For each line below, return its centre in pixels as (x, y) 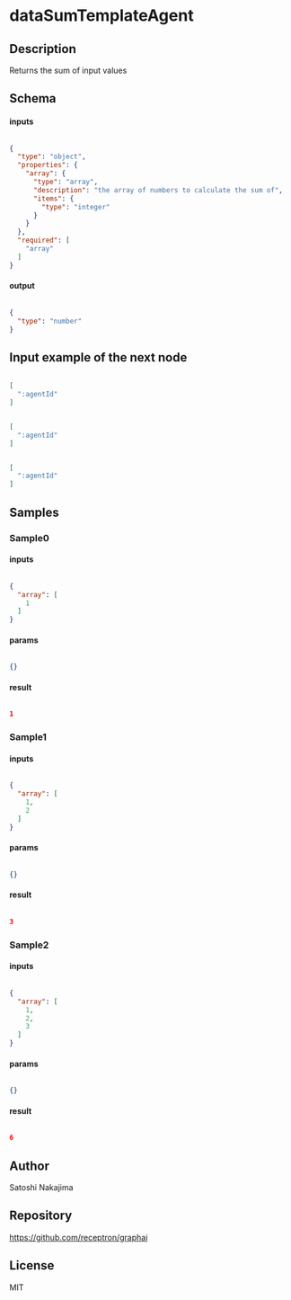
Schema (33, 98)
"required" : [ (44, 240)
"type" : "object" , (52, 157)
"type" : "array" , (66, 182)
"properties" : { (48, 165)
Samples (35, 512)
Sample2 (29, 945)
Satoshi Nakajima (41, 1188)
